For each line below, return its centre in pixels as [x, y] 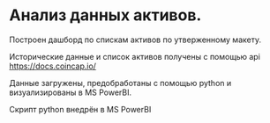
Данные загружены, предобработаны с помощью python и [120, 83]
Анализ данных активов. [105, 15]
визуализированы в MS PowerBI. [71, 92]
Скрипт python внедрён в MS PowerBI [80, 109]
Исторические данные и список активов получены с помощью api [135, 56]
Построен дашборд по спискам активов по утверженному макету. [135, 40]
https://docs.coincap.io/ [53, 66]
